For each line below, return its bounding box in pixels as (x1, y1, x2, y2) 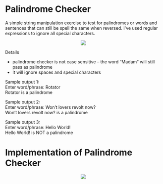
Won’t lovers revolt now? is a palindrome (5, 109, 88, 115)
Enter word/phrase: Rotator (5, 84, 61, 90)
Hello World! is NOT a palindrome (5, 130, 73, 136)
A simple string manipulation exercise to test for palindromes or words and (5, 20, 157, 26)
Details (5, 49, 19, 55)
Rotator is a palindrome (5, 89, 53, 95)
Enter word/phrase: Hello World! (5, 124, 71, 130)
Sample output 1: (5, 79, 40, 85)
